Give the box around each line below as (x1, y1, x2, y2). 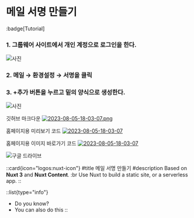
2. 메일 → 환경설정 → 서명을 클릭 (6, 71, 92, 79)
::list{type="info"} (6, 189, 49, 196)
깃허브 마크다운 (6, 115, 41, 122)
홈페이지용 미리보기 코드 (6, 127, 61, 134)
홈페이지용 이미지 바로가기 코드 (6, 140, 77, 147)
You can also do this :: (14, 206, 68, 213)
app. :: (6, 178, 22, 185)
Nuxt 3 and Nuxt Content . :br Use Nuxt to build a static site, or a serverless (6, 171, 188, 178)
